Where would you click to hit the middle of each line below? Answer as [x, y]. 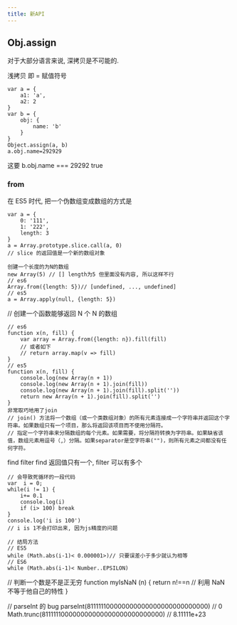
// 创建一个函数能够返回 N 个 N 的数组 [62, 313]
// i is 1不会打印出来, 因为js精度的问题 [63, 528]
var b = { [22, 114]
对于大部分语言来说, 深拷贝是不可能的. [63, 60]
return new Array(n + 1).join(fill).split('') [90, 396]
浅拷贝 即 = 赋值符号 [37, 76]
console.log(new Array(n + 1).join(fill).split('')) [100, 390]
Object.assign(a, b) [38, 145]
